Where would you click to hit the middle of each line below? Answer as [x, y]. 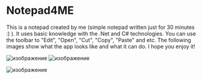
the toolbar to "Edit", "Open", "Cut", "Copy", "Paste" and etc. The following [99, 40]
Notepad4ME [40, 11]
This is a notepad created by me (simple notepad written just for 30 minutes [100, 27]
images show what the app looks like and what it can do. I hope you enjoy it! [101, 46]
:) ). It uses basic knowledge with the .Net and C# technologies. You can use [101, 33]
